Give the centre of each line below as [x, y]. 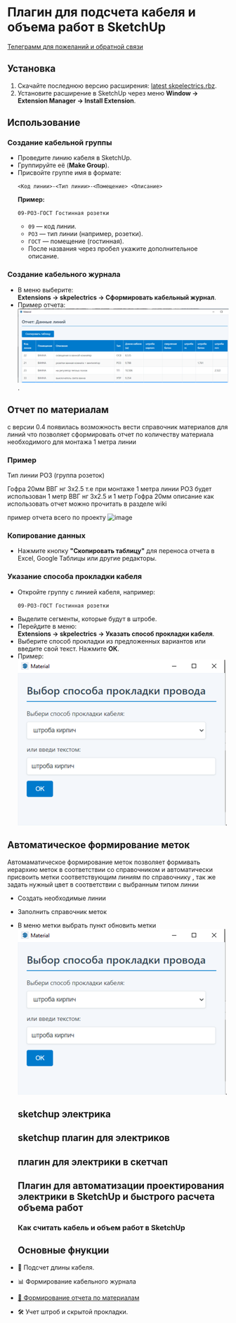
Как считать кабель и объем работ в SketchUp [101, 1228]
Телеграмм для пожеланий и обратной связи [76, 46]
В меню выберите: [45, 289]
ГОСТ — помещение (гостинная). [76, 241]
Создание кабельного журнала [64, 275]
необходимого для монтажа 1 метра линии [72, 442]
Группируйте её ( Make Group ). [63, 165]
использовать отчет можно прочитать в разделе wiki [87, 504]
